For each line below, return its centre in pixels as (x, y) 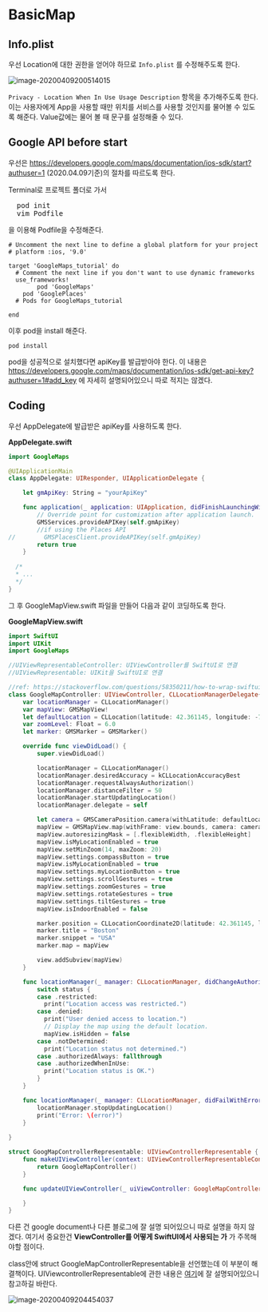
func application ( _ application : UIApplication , (105, 508)
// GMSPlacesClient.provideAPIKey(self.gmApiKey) (105, 537)
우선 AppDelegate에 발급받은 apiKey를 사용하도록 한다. (95, 426)
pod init (33, 205)
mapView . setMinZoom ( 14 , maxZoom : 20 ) (99, 849)
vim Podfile (40, 213)
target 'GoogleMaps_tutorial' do (64, 265)
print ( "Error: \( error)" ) (80, 1115)
